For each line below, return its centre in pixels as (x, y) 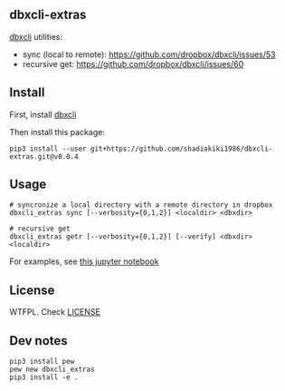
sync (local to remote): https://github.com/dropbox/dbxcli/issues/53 (149, 54)
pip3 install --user (48, 149)
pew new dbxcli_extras (52, 370)
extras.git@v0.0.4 (44, 156)
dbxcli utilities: (36, 36)
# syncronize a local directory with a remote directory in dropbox (141, 205)
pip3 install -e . (44, 377)
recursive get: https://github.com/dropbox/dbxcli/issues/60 (133, 64)
